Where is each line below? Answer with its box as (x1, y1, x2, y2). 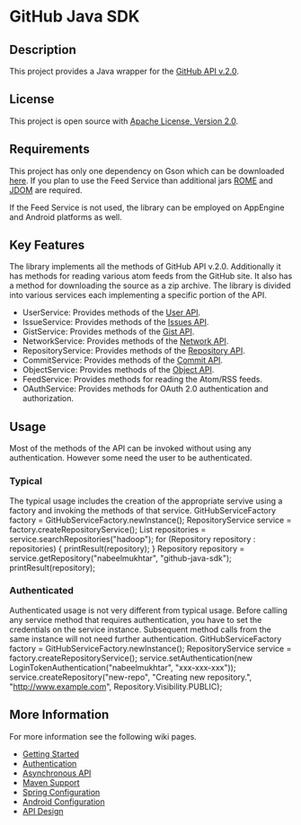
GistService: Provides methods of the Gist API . (22, 326, 195, 338)
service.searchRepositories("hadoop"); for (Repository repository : (9, 533, 256, 544)
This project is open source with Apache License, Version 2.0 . (9, 115, 239, 127)
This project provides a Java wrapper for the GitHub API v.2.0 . (9, 66, 240, 76)
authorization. (22, 393, 75, 404)
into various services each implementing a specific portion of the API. (9, 290, 268, 301)
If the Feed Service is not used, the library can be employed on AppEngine (9, 202, 285, 213)
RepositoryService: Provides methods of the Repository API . (22, 346, 245, 356)
